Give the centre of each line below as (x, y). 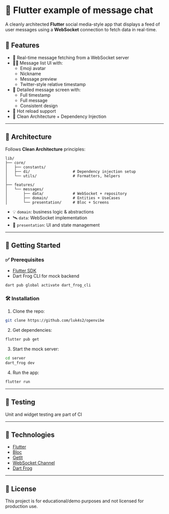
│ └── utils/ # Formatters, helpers (63, 176)
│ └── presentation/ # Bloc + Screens (57, 202)
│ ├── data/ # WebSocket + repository (66, 193)
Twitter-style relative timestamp (53, 84)
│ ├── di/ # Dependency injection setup (71, 171)
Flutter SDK (24, 271)
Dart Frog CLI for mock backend (46, 276)
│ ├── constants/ (26, 167)
